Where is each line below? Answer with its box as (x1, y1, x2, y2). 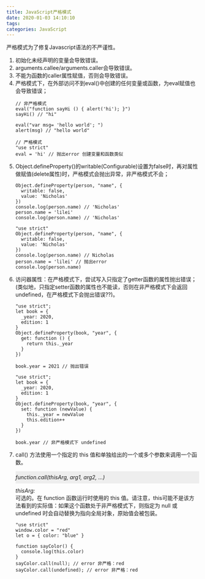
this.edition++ (26, 417, 65, 423)
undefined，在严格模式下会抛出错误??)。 (15, 291, 119, 298)
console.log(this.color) (21, 549, 84, 555)
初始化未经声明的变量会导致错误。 (15, 56, 102, 64)
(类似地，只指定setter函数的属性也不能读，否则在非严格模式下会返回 (15, 283, 188, 291)
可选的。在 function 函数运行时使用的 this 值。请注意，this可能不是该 (15, 494, 190, 502)
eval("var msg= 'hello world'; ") (15, 122, 103, 129)
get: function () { (21, 335, 70, 342)
